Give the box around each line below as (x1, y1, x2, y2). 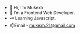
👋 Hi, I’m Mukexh (9, 5, 43, 10)
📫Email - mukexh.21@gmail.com (9, 22, 76, 28)
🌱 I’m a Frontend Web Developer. (9, 10, 75, 16)
